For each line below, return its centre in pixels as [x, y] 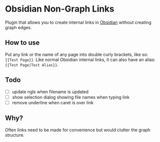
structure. [15, 135]
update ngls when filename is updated [50, 92]
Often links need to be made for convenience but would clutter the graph [78, 130]
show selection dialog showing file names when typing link [71, 97]
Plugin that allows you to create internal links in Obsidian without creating [78, 22]
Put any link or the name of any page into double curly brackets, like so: [77, 54]
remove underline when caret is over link [53, 102]
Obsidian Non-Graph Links [60, 9]
